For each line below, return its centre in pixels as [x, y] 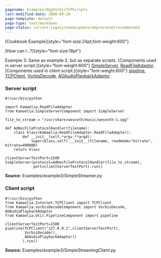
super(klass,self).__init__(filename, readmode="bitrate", [92, 141]
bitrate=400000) [21, 146]
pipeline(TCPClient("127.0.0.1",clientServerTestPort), [63, 228]
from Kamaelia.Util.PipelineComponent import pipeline [62, 215]
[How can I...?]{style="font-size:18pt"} [43, 51]
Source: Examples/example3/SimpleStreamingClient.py [61, 250]
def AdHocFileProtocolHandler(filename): [48, 129]
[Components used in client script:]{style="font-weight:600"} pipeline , [76, 71]
